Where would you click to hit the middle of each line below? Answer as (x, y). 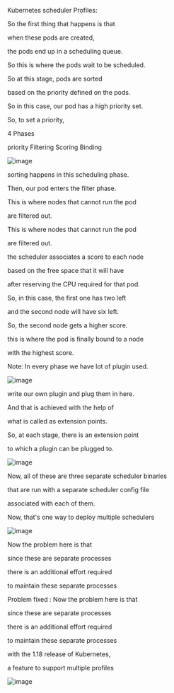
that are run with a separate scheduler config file (79, 490)
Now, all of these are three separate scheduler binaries (87, 476)
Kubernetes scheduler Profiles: (52, 10)
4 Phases (21, 133)
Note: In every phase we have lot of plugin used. (78, 366)
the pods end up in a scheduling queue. (65, 51)
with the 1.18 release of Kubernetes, (59, 654)
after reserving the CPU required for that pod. (74, 284)
